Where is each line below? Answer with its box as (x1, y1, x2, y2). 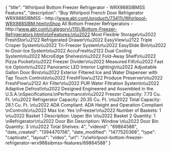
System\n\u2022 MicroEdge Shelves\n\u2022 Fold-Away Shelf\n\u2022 (5, 53, 156, 59)
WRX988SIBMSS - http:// (5, 15, 59, 21)
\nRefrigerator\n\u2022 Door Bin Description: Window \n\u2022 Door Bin (5, 118, 159, 124)
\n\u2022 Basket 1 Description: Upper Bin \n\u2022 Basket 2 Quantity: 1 (5, 113, 156, 119)
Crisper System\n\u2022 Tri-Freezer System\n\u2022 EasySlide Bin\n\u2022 (5, 42, 166, 48)
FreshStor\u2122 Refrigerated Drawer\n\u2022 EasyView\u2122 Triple (5, 37, 153, 43)
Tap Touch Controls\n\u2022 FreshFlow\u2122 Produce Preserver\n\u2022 (5, 75, 163, 81)
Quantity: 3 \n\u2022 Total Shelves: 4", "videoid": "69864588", (5, 123, 138, 130)
